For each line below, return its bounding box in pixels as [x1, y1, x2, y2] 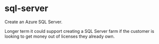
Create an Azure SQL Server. [4, 19, 63, 25]
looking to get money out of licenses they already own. [4, 33, 115, 39]
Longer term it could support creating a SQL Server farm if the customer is [4, 28, 155, 34]
